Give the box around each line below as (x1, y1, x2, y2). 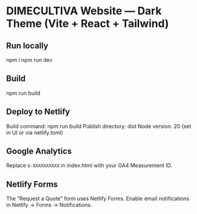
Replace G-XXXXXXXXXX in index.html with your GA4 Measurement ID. (6, 162, 173, 169)
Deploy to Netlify (6, 107, 70, 117)
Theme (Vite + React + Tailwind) (6, 17, 169, 30)
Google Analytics (6, 146, 72, 156)
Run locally (6, 41, 49, 51)
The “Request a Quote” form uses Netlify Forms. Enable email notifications (6, 195, 190, 202)
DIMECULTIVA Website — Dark (6, 4, 162, 18)
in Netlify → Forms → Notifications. (6, 201, 93, 209)
